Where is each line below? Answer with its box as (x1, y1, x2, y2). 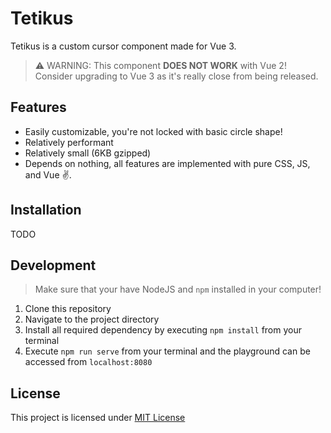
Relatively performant (24, 136, 114, 148)
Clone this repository (24, 303, 112, 315)
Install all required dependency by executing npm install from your (24, 324, 302, 336)
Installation (10, 202, 82, 219)
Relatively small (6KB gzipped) (24, 147, 152, 159)
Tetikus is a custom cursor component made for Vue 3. (10, 40, 237, 52)
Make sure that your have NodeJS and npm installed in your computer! (34, 283, 322, 296)
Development (10, 257, 97, 274)
